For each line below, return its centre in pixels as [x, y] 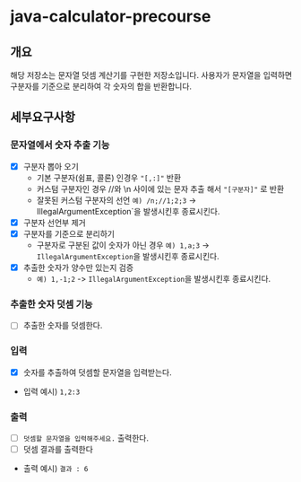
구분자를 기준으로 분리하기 [69, 233]
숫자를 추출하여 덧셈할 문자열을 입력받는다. [98, 372]
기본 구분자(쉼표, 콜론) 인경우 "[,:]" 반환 [109, 178]
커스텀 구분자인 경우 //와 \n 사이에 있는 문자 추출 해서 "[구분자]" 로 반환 [160, 188]
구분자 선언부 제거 [54, 223]
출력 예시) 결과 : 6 [56, 469]
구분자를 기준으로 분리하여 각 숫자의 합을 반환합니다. [101, 86]
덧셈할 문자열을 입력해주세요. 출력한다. [86, 438]
